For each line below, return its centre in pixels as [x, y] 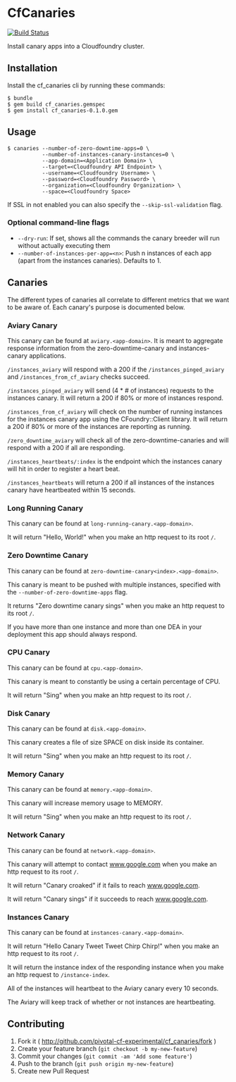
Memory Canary [36, 774]
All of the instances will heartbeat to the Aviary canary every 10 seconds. [113, 988]
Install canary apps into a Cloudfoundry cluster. [76, 46]
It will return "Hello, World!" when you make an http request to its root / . [112, 537]
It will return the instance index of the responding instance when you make [116, 967]
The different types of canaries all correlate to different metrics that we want [118, 299]
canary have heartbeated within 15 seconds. [72, 490]
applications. [48, 355]
